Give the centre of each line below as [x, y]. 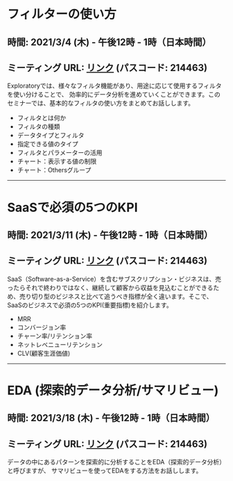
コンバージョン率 [42, 327]
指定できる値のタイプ [48, 144]
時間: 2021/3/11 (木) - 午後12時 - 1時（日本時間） [110, 235]
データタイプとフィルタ [51, 136]
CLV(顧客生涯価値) [44, 353]
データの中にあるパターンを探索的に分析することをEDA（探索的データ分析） [116, 462]
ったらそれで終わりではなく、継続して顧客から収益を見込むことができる [110, 287]
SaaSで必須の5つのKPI [72, 207]
